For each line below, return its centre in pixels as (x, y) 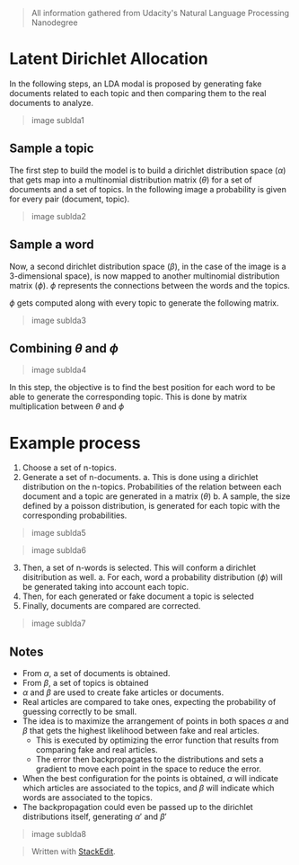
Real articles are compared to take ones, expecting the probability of (149, 702)
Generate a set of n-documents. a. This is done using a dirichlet (140, 477)
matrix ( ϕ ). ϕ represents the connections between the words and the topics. (149, 285)
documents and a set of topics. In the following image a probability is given (148, 189)
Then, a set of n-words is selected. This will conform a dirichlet (139, 568)
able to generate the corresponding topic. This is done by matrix (128, 397)
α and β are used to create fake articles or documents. (123, 692)
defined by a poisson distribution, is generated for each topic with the (151, 506)
